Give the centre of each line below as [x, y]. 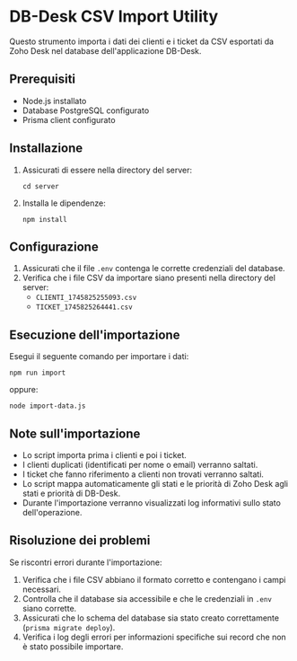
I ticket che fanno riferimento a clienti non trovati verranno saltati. [143, 474]
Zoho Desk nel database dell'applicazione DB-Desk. [105, 50]
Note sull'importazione [75, 433]
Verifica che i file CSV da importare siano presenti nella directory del [149, 278]
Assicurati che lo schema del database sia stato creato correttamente [151, 618]
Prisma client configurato [69, 119]
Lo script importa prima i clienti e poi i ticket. [104, 455]
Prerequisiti [43, 79]
